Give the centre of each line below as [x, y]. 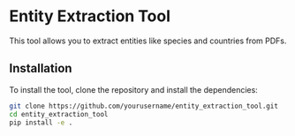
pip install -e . [41, 122]
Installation [41, 68]
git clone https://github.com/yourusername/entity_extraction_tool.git [144, 106]
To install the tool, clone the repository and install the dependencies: [133, 89]
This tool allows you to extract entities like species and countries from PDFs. [148, 41]
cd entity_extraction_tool [59, 114]
